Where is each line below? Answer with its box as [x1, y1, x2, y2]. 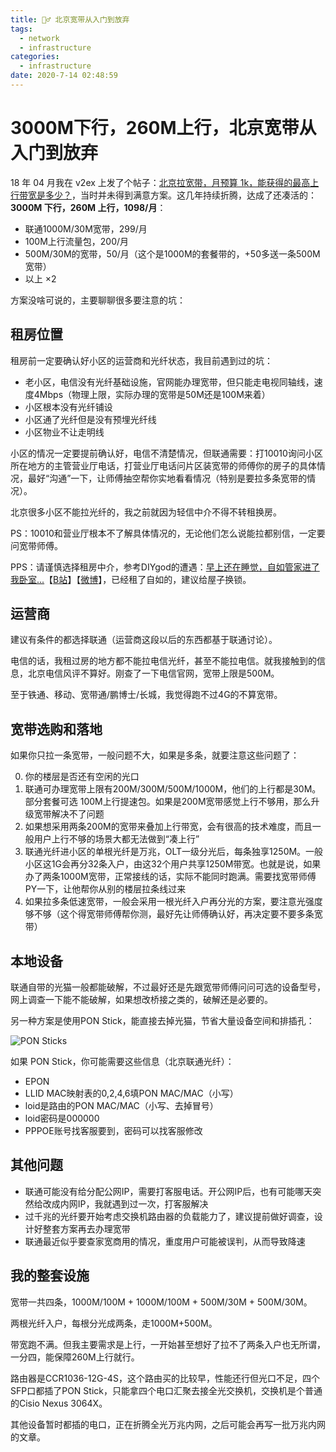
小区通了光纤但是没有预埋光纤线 [24, 413, 157, 425]
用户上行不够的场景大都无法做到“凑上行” [33, 833, 200, 845]
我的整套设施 [10, 1267, 90, 1285]
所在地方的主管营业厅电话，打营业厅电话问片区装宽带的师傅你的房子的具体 [10, 459, 317, 471]
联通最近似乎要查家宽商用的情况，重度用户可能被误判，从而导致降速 [24, 1235, 306, 1247]
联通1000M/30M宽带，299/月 [24, 222, 148, 235]
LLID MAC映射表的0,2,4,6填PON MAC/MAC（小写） [24, 1087, 239, 1100]
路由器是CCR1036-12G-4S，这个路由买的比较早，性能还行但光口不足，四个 [10, 1372, 320, 1384]
